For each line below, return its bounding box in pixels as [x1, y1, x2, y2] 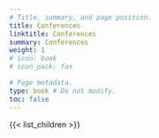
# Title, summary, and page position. [9, 12, 152, 22]
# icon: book [9, 54, 57, 63]
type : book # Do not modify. [9, 86, 117, 96]
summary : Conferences [9, 37, 89, 47]
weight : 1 [9, 46, 46, 55]
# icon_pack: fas [9, 63, 73, 72]
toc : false [9, 95, 49, 103]
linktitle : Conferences [9, 29, 97, 38]
